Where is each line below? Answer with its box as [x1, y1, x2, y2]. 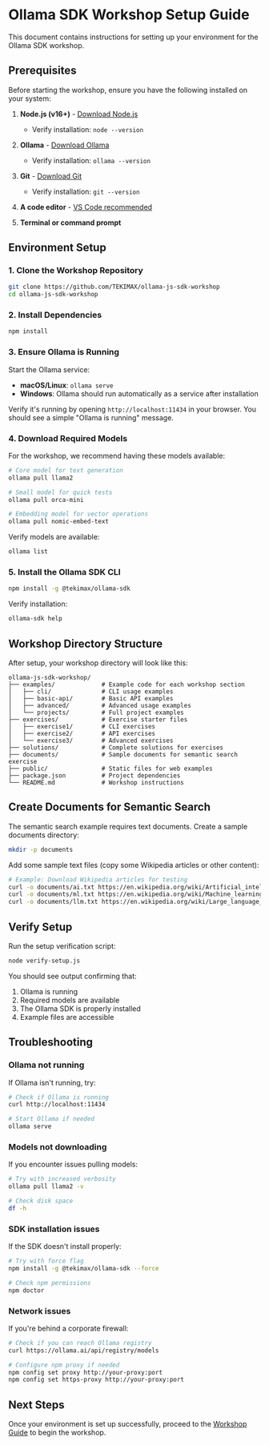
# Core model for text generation [8, 466, 124, 474]
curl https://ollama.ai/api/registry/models [8, 1347, 159, 1355]
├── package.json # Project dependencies [8, 771, 181, 780]
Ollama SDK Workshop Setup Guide [8, 6, 250, 24]
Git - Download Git [19, 171, 82, 181]
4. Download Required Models [8, 432, 128, 444]
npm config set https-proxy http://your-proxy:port [8, 1375, 184, 1384]
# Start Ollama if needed [8, 1115, 94, 1123]
